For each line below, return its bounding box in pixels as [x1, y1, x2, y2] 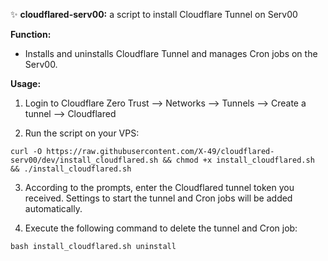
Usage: [10, 78, 42, 89]
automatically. [24, 203, 83, 214]
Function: [10, 29, 52, 40]
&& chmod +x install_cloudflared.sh [162, 155, 315, 165]
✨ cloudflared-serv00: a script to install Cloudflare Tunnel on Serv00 [10, 9, 298, 20]
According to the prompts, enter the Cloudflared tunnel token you [24, 182, 295, 193]
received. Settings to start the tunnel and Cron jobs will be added [24, 192, 293, 204]
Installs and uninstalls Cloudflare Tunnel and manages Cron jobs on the [24, 48, 318, 59]
